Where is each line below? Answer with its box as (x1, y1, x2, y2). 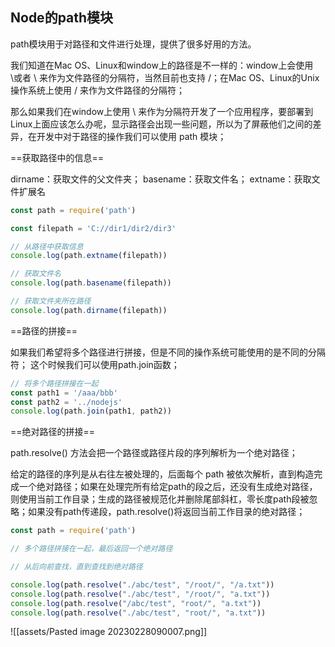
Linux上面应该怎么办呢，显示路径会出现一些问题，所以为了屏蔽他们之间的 (10, 118, 313, 130)
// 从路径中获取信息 (10, 241, 84, 252)
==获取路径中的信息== (10, 151, 105, 163)
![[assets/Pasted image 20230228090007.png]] (10, 626, 208, 638)
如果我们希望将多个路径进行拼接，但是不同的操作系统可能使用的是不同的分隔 (10, 346, 326, 358)
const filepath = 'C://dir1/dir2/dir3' (10, 223, 177, 233)
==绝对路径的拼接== (10, 426, 96, 438)
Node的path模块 (10, 9, 114, 27)
